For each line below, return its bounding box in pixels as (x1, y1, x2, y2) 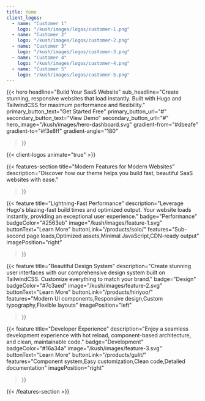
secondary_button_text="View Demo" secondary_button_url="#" (6, 114, 169, 122)
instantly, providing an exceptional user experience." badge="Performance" (6, 212, 198, 220)
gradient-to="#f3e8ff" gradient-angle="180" (6, 127, 118, 135)
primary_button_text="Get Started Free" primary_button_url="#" (6, 108, 167, 115)
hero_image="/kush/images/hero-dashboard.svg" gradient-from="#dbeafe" (6, 121, 199, 129)
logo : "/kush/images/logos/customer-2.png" (17, 37, 130, 43)
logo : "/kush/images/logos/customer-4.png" (17, 60, 130, 66)
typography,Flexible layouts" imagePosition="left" (6, 301, 132, 309)
